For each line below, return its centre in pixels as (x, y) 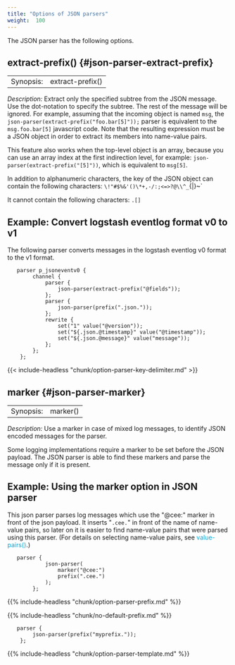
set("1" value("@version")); (100, 326)
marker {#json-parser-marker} (76, 392)
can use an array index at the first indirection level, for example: (100, 158)
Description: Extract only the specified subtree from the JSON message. (112, 99)
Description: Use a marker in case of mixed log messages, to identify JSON (116, 428)
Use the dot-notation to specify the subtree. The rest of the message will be (117, 106)
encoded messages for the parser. (57, 436)
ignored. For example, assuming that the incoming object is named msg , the (116, 114)
